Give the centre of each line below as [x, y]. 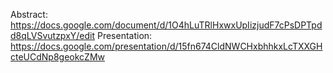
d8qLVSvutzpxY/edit [53, 35]
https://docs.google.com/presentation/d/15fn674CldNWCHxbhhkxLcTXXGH [166, 46]
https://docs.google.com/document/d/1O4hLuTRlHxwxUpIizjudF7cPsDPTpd [166, 25]
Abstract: [29, 14]
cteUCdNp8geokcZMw [58, 57]
